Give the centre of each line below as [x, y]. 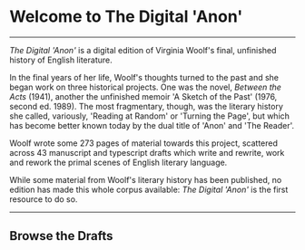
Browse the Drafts [61, 236]
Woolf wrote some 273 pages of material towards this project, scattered [144, 143]
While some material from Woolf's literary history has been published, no [146, 179]
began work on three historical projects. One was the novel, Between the [145, 87]
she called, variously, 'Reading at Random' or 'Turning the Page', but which [150, 116]
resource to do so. [44, 199]
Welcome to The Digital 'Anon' [126, 17]
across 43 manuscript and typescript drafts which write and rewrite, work [147, 152]
